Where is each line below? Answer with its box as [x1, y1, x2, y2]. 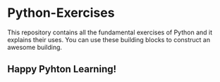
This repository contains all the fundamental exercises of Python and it [7, 28, 213, 36]
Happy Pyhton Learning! [7, 63, 117, 75]
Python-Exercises [7, 5, 115, 21]
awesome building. [7, 43, 62, 51]
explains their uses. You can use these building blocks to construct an [7, 35, 210, 43]
